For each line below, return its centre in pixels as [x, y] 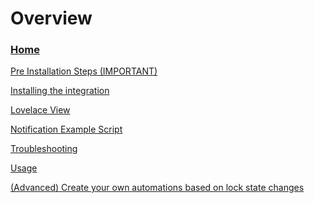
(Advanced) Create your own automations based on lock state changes [157, 188]
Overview [51, 18]
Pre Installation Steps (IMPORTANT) [84, 71]
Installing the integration [60, 91]
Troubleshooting [44, 149]
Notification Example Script [66, 129]
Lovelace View [40, 110]
